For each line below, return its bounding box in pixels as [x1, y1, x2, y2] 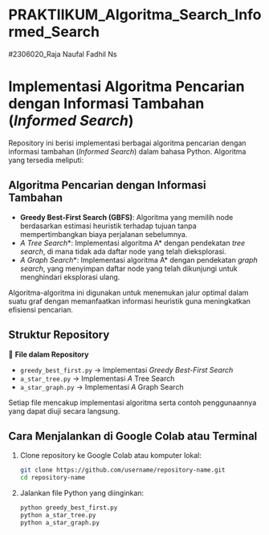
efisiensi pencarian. [8, 304, 74, 314]
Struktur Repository [8, 328, 110, 342]
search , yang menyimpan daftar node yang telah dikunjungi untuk [19, 263, 238, 273]
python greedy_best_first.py [19, 504, 118, 512]
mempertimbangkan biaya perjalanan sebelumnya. [19, 229, 188, 239]
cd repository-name [19, 474, 86, 482]
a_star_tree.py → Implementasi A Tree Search [19, 374, 175, 383]
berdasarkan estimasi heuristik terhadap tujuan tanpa [19, 221, 197, 231]
